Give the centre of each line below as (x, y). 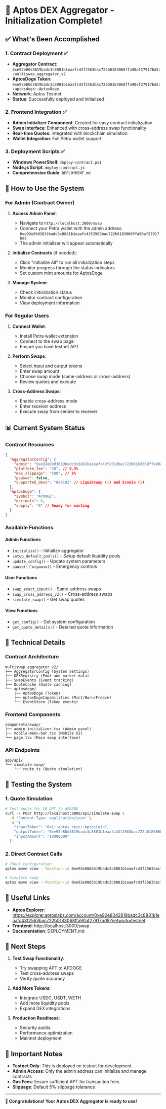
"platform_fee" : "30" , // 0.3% (46, 469)
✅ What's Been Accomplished (52, 39)
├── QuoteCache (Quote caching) (38, 684)
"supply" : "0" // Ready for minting (52, 506)
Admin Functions (23, 539)
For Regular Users (27, 316)
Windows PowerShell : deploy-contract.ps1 (57, 162)
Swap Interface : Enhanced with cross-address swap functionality (79, 128)
